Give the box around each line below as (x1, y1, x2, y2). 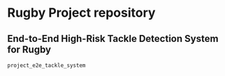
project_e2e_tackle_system (7, 62, 86, 69)
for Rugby (7, 43, 51, 55)
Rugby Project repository (7, 5, 156, 21)
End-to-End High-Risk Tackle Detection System (7, 33, 219, 45)
